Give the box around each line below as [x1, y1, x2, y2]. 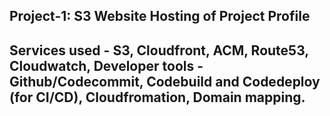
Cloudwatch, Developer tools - [9, 57, 204, 74]
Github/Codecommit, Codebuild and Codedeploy [9, 73, 321, 90]
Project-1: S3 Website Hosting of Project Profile [9, 8, 311, 25]
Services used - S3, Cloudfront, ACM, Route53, [9, 42, 309, 59]
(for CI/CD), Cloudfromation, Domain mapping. [9, 89, 306, 106]
